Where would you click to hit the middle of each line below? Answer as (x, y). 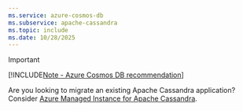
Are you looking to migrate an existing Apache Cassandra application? (122, 91)
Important (24, 60)
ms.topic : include (38, 30)
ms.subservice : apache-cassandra (63, 23)
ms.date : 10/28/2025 (42, 37)
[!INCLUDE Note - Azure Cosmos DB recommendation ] (96, 75)
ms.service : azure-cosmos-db (56, 15)
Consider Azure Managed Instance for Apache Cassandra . (103, 98)
